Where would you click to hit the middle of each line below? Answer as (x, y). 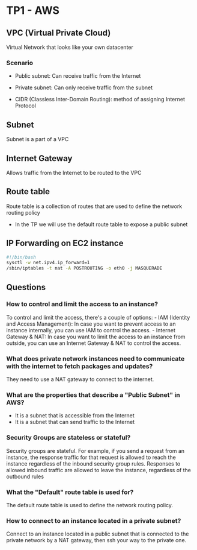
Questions (26, 287)
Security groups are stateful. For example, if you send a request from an (95, 450)
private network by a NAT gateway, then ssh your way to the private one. (96, 540)
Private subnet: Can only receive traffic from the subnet (84, 87)
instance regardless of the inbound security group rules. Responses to (93, 463)
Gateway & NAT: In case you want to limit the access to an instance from (96, 337)
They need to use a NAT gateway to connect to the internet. (80, 379)
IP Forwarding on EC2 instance (65, 243)
